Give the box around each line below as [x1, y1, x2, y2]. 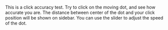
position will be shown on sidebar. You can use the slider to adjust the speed [5, 15, 163, 20]
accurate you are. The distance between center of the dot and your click [5, 9, 155, 15]
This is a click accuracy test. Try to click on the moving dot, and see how [5, 4, 155, 10]
